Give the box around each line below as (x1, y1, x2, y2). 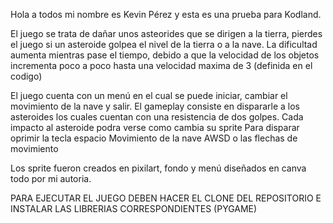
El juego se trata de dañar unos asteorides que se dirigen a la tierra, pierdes (10, 28, 323, 39)
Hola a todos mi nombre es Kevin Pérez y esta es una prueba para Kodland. (10, 9, 322, 20)
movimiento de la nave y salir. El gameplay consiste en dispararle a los (10, 100, 300, 112)
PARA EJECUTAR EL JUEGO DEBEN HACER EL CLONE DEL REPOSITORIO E (10, 192, 322, 204)
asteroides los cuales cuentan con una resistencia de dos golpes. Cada (10, 111, 304, 123)
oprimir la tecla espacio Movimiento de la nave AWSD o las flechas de (10, 132, 298, 144)
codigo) (10, 70, 43, 82)
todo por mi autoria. (10, 173, 92, 184)
